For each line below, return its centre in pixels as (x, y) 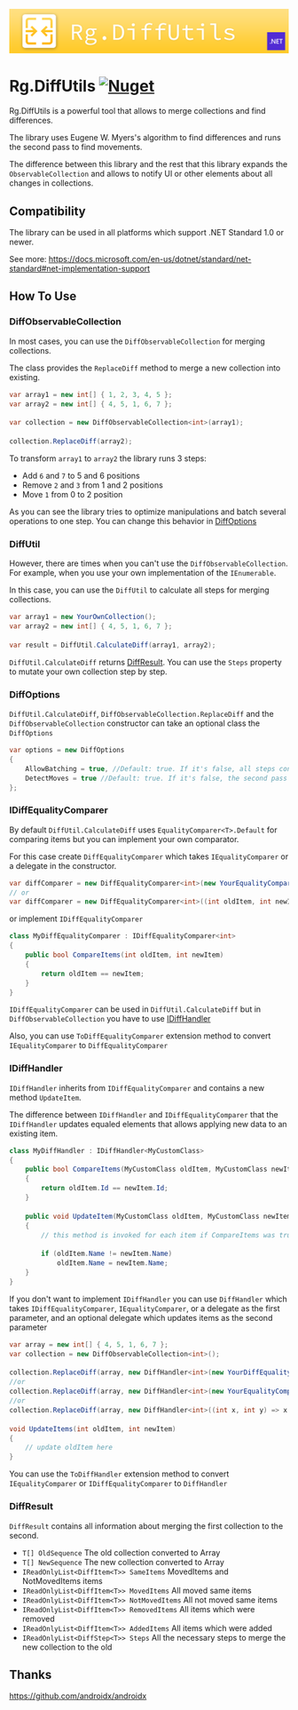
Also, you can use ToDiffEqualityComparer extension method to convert (140, 1036)
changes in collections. (51, 183)
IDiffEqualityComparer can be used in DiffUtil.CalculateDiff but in (135, 1009)
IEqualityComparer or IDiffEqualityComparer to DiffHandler (118, 1483)
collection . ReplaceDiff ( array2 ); (71, 441)
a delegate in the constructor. (63, 865)
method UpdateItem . (45, 1097)
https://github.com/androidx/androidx (78, 1696)
